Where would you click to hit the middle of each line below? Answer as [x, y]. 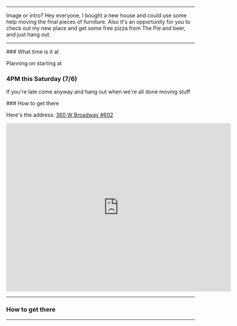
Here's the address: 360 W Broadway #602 [60, 115]
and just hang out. [28, 34]
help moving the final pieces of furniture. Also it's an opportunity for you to [98, 22]
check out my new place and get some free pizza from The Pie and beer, [96, 28]
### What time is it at [33, 52]
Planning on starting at [34, 63]
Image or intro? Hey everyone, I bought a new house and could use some [96, 15]
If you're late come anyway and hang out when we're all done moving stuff [98, 92]
